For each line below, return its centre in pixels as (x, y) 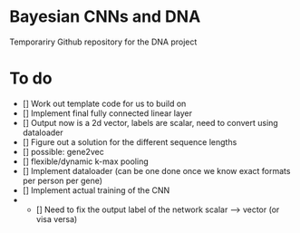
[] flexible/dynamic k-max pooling (85, 161)
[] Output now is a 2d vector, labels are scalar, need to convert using (150, 122)
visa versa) (57, 218)
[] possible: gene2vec (63, 151)
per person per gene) (62, 180)
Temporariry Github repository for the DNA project (103, 42)
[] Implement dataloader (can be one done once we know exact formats (156, 170)
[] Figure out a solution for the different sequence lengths (130, 141)
